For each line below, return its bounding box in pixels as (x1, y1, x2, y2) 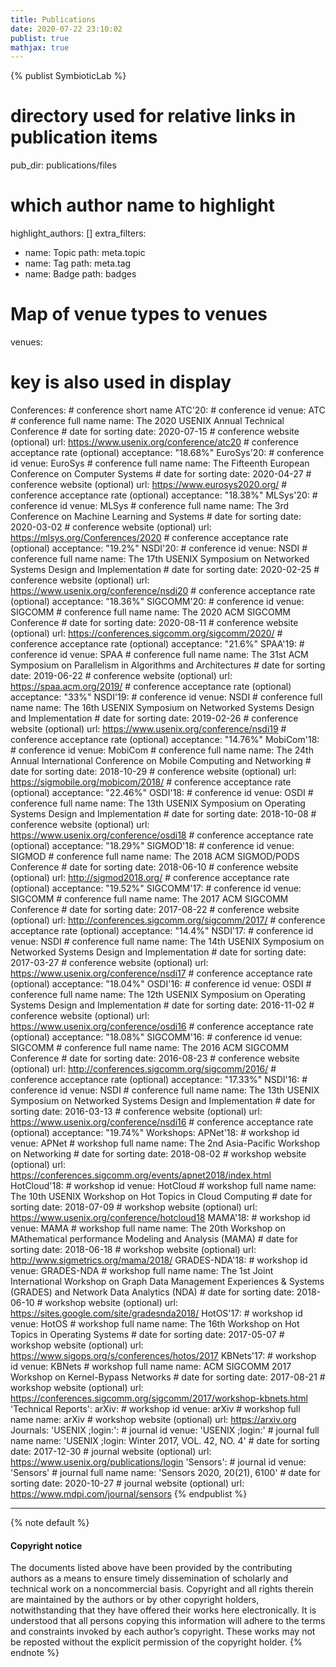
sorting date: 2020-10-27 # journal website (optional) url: (10, 1477, 245, 1489)
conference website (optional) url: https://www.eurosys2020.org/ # (10, 479, 288, 490)
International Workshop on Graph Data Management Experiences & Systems (10, 1276, 325, 1287)
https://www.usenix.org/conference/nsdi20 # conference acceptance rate (10, 585, 316, 596)
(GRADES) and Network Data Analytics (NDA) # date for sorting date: (10, 1286, 295, 1298)
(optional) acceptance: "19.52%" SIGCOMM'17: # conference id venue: (10, 882, 302, 894)
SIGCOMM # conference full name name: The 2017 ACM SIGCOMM (10, 893, 289, 905)
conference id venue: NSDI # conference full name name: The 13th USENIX (10, 1084, 320, 1096)
